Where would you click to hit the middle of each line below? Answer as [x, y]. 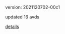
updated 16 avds [22, 17]
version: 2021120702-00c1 [33, 7]
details [12, 26]
